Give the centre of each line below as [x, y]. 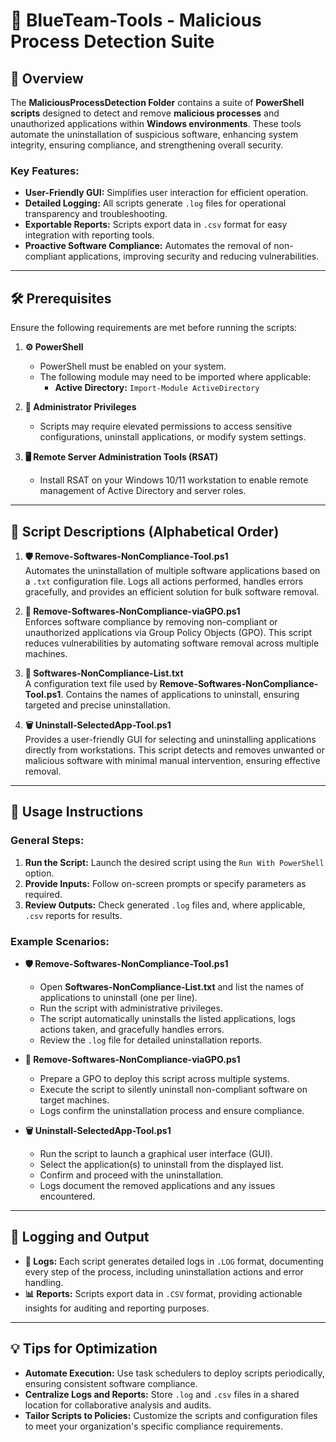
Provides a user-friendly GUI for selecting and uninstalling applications [170, 739]
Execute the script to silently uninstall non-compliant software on [173, 1089]
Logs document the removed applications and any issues [157, 1185]
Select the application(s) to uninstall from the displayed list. [162, 1164]
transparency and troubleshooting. [96, 214]
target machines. [74, 1100]
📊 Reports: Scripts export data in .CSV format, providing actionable [163, 1293]
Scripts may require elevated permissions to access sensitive [166, 426]
